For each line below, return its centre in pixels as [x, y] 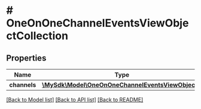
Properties [26, 58]
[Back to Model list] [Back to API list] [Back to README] [75, 100]
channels [23, 85]
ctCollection [37, 36]
